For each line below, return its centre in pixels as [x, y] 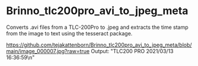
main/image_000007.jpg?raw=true [48, 51]
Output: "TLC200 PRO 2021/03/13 [132, 51]
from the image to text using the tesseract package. [69, 33]
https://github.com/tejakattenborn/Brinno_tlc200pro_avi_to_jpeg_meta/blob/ [99, 45]
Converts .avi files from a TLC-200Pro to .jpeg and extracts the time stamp [97, 27]
